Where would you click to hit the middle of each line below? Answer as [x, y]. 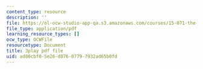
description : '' [27, 17]
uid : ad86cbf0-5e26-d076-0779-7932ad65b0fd [62, 56]
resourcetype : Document [36, 46]
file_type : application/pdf [42, 28]
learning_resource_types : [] [43, 34]
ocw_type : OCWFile [29, 40]
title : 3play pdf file [35, 51]
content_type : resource [36, 12]
